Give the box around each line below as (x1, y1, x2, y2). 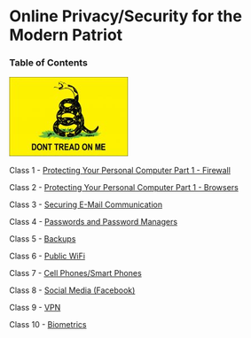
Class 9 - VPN (9, 303, 61, 313)
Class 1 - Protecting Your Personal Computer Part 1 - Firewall (9, 165, 231, 176)
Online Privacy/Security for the (9, 6, 242, 27)
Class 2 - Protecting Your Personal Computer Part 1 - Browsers (9, 182, 239, 193)
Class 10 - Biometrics (9, 319, 87, 330)
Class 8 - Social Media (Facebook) (9, 285, 136, 296)
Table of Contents (9, 57, 89, 69)
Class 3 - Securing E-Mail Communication (9, 199, 162, 210)
